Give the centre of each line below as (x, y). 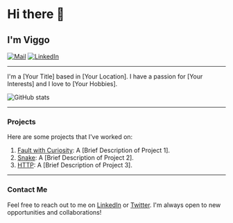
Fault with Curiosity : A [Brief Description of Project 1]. (94, 150)
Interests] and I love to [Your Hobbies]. (62, 84)
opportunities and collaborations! (54, 212)
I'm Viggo (28, 40)
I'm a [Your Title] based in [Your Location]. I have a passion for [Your (105, 76)
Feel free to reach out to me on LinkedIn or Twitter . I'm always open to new (114, 205)
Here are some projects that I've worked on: (70, 137)
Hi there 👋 (36, 14)
